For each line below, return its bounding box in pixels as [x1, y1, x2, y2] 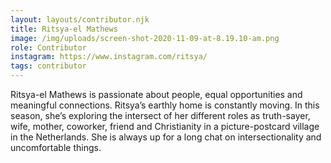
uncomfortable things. [10, 142, 102, 153]
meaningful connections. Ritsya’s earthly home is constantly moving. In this [10, 99, 320, 111]
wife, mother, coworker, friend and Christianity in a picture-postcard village [10, 121, 320, 132]
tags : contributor [10, 61, 87, 71]
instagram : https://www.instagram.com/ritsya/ [10, 52, 208, 62]
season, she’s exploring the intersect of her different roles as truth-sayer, [10, 110, 311, 121]
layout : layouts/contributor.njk [10, 14, 150, 25]
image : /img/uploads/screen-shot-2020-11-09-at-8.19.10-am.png [10, 33, 280, 43]
